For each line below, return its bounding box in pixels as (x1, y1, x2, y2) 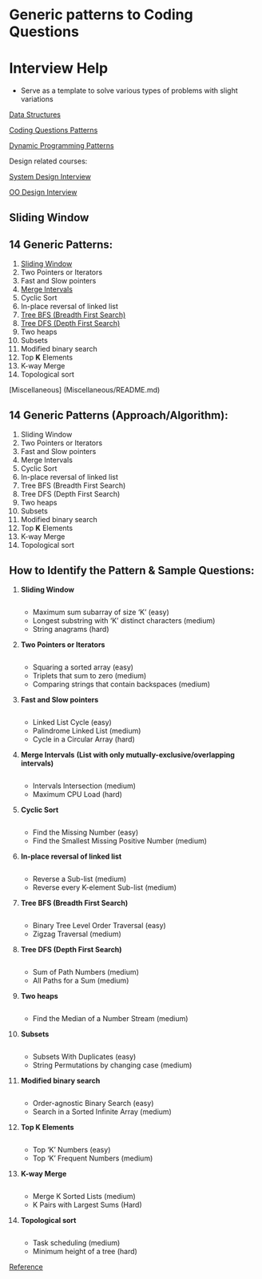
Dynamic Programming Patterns (9, 141, 114, 151)
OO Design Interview (9, 187, 77, 197)
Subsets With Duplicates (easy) (32, 1052, 137, 1061)
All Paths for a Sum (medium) (32, 975, 129, 985)
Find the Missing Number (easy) (32, 827, 139, 837)
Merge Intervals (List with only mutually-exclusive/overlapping (20, 750, 235, 759)
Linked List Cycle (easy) (32, 717, 113, 726)
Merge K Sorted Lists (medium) (32, 1191, 137, 1201)
